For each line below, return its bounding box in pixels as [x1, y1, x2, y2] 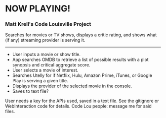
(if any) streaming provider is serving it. [5, 37, 85, 43]
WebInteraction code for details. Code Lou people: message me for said [5, 103, 152, 109]
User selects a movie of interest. [12, 67, 79, 73]
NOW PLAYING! [5, 3, 71, 14]
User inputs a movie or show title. [12, 52, 81, 58]
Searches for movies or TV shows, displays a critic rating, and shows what [5, 32, 157, 38]
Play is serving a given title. [12, 78, 68, 84]
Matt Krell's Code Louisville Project [5, 21, 91, 28]
